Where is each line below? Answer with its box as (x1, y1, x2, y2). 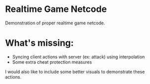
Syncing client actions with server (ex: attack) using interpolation (12, 54, 145, 60)
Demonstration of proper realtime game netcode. (5, 20, 105, 26)
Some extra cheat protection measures (12, 59, 92, 65)
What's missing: (5, 37, 74, 49)
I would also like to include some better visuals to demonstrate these (5, 69, 145, 75)
